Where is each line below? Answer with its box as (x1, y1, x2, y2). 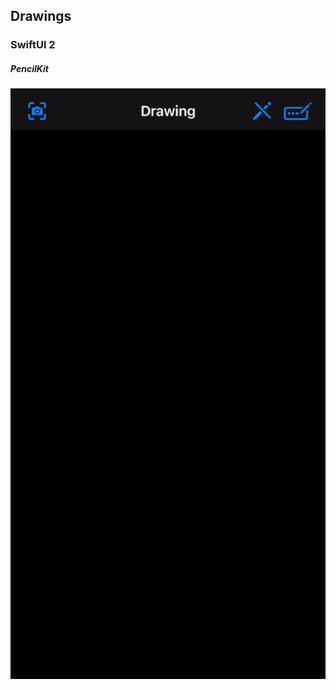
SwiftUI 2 (10, 38, 56, 52)
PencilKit (10, 62, 49, 74)
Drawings (10, 8, 72, 25)
